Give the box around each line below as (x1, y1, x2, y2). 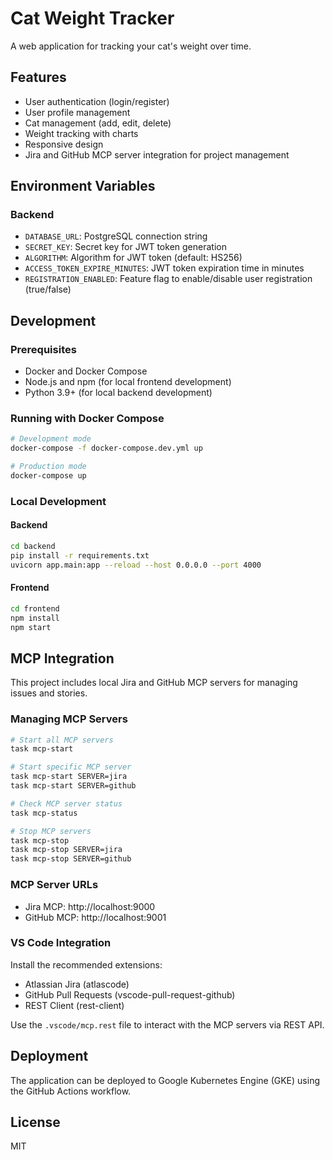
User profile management (24, 106, 131, 118)
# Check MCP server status (10, 798, 123, 809)
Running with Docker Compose (10, 412, 165, 426)
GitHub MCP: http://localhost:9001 (24, 911, 167, 923)
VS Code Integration (10, 936, 112, 950)
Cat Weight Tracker (10, 7, 175, 30)
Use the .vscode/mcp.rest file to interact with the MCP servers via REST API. (10, 1018, 325, 1031)
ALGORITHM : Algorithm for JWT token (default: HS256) (24, 252, 243, 264)
